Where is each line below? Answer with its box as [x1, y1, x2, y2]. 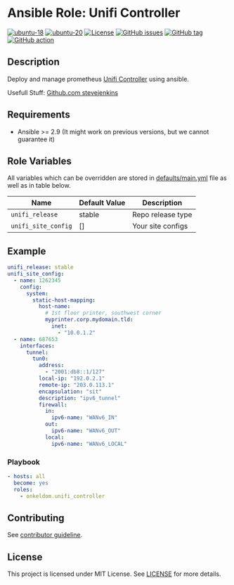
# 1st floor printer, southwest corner [44, 309, 162, 317]
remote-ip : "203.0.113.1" [38, 381, 115, 388]
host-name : [38, 303, 71, 310]
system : [25, 290, 49, 297]
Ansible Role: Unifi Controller [7, 5, 181, 21]
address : [38, 362, 65, 369]
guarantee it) [17, 135, 55, 143]
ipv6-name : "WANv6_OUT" [51, 427, 121, 435]
